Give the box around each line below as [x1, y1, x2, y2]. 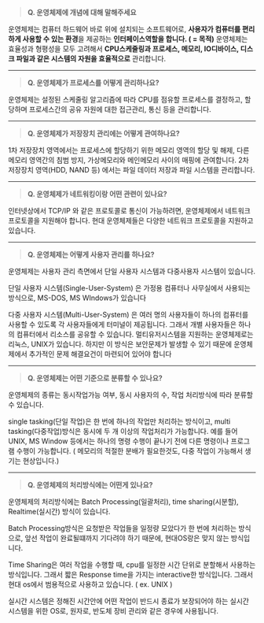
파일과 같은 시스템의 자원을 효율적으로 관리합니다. [16, 54, 167, 63]
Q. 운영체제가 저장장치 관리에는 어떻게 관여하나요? [27, 129, 181, 138]
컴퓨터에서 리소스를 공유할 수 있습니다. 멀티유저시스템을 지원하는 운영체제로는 [16, 330, 254, 339]
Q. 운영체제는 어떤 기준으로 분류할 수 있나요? [27, 373, 163, 383]
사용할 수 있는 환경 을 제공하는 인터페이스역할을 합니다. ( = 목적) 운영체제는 [22, 35, 248, 43]
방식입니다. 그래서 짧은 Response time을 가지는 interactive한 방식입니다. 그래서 [8, 570, 254, 579]
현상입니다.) [22, 456, 60, 465]
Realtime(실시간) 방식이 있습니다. [8, 507, 111, 516]
